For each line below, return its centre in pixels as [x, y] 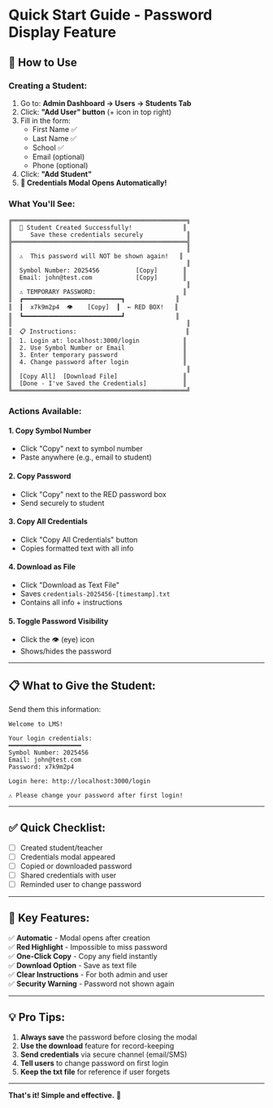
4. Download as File [42, 567]
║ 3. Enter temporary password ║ [97, 355]
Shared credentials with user [68, 875]
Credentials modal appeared [68, 856]
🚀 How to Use [43, 62]
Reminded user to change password [81, 884]
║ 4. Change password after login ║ [97, 363]
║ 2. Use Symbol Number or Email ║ [97, 348]
